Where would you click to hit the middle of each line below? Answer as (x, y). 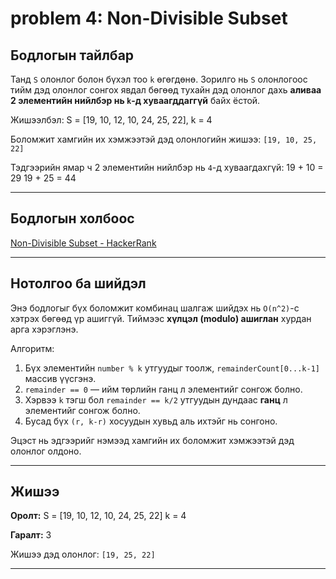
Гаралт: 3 (31, 535)
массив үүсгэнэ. (60, 378)
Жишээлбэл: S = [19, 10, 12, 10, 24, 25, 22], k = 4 (111, 120)
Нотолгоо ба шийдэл (78, 283)
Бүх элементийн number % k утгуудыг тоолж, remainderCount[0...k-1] (172, 368)
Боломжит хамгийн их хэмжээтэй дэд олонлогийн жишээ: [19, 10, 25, (164, 139)
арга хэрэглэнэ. (44, 329)
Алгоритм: (32, 348)
